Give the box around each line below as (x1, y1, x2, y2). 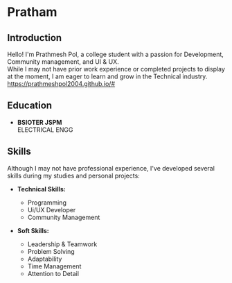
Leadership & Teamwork (27, 240, 98, 248)
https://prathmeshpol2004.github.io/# (7, 80, 116, 87)
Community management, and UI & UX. (7, 58, 119, 66)
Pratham (7, 4, 57, 20)
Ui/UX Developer (27, 205, 76, 214)
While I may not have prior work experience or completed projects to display (7, 65, 225, 73)
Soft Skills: (17, 226, 50, 234)
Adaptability (27, 255, 62, 263)
